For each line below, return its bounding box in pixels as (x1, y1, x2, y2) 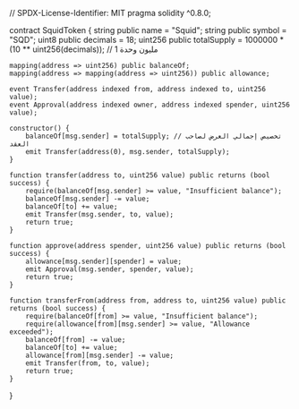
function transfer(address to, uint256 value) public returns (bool (9, 171, 270, 180)
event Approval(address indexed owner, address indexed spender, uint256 (9, 100, 291, 109)
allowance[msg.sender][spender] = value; (25, 257, 182, 266)
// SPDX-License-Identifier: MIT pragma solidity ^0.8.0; (9, 8, 212, 18)
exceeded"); (9, 328, 54, 337)
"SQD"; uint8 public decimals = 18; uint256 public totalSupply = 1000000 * (9, 35, 285, 45)
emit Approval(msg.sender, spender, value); (25, 265, 194, 274)
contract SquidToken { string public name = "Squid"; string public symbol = (9, 25, 287, 35)
